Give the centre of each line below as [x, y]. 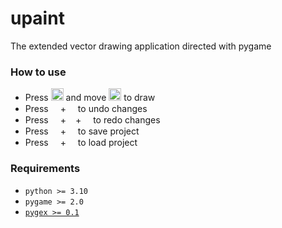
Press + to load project [81, 143]
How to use [38, 72]
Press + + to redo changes [92, 120]
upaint [37, 18]
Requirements [45, 169]
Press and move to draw [90, 98]
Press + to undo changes [86, 109]
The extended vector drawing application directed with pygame [141, 46]
